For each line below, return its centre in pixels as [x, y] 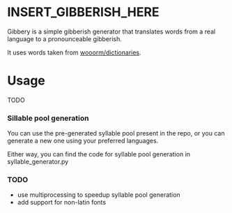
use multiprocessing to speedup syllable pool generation [99, 195]
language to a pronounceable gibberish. [64, 38]
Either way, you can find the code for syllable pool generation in [99, 154]
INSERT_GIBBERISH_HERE [83, 12]
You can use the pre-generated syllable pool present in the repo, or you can [116, 133]
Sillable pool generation [48, 118]
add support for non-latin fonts [62, 203]
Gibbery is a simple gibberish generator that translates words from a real [111, 31]
